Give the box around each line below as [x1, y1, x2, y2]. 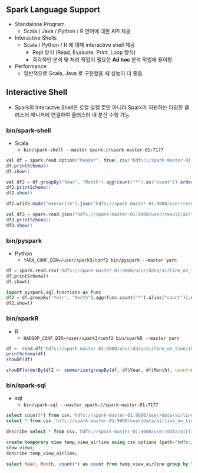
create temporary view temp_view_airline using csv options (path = [6, 439, 176, 445]
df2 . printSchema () [6, 185, 51, 191]
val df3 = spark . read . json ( [6, 211, 75, 218]
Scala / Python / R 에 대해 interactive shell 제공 [23, 41, 136, 48]
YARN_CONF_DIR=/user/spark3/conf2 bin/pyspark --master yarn [23, 257, 177, 263]
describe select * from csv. [6, 429, 78, 435]
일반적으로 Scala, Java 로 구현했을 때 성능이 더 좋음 [23, 69, 143, 76]
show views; [6, 445, 35, 451]
